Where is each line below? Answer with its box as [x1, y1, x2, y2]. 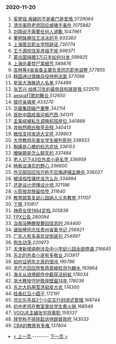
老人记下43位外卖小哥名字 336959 [13, 156, 86, 163]
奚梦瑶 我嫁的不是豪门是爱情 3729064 [13, 16, 94, 22]
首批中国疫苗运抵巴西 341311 [13, 111, 74, 118]
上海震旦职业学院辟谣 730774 [13, 41, 76, 48]
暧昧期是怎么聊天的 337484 [13, 150, 72, 156]
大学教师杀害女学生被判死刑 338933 [13, 137, 90, 144]
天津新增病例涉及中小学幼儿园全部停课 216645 [13, 246, 111, 252]
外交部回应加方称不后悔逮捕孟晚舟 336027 [13, 169, 103, 175]
